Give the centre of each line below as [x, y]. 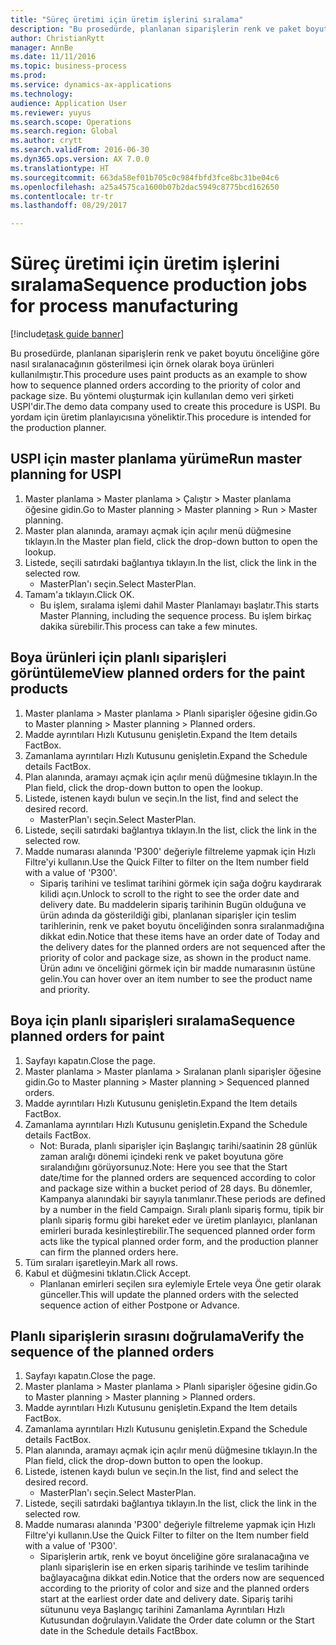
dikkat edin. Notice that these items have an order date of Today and [179, 936]
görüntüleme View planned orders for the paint [158, 673]
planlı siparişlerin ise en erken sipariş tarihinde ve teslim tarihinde [174, 1567]
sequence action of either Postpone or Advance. [139, 1305]
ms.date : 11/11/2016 [53, 57]
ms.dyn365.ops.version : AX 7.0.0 [80, 159]
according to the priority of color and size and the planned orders [174, 1588]
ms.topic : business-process [69, 66]
